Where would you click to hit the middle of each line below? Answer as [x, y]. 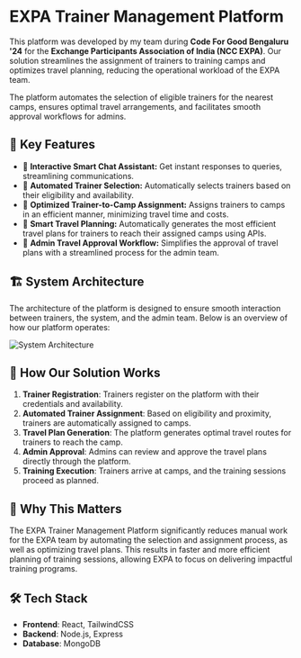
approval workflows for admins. [68, 116]
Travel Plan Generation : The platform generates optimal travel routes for [157, 433]
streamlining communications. [78, 176]
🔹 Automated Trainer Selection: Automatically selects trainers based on [156, 185]
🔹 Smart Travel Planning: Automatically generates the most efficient [149, 223]
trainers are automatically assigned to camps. [106, 423]
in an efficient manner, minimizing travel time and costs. [125, 214]
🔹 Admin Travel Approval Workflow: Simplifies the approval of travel [150, 243]
